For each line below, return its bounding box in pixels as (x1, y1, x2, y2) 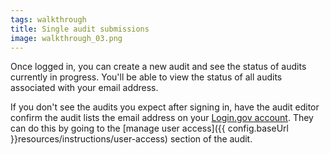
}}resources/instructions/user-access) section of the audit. (10, 133, 253, 145)
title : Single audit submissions (10, 24, 150, 34)
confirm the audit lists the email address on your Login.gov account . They (10, 112, 314, 124)
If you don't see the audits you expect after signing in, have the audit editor (10, 101, 320, 113)
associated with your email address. (10, 82, 159, 94)
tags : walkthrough (10, 14, 87, 25)
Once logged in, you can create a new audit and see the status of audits (10, 61, 307, 73)
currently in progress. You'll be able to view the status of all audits (10, 71, 283, 83)
